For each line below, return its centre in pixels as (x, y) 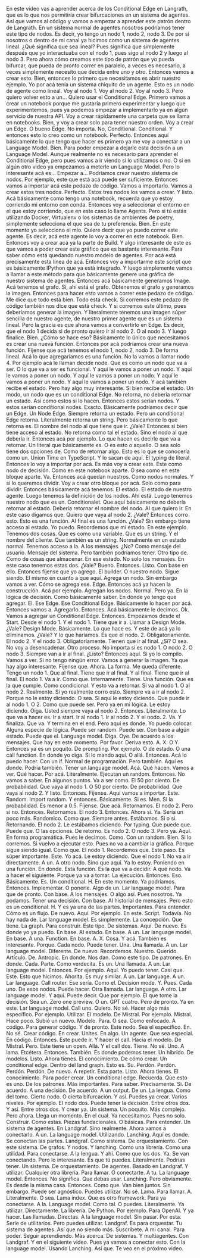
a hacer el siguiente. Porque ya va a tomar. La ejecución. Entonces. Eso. (94, 875)
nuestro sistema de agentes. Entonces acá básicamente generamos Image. (99, 280)
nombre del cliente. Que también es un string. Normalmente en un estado (96, 540)
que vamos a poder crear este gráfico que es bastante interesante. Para (94, 249)
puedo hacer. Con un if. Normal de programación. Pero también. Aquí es (95, 761)
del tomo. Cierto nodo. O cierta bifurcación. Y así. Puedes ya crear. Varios (97, 1097)
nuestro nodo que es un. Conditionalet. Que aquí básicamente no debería (96, 502)
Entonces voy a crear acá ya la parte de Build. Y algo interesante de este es (99, 243)
